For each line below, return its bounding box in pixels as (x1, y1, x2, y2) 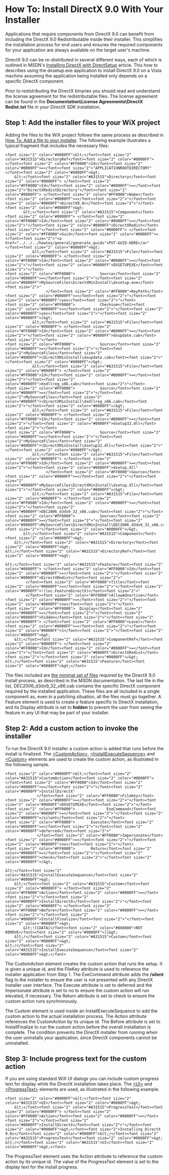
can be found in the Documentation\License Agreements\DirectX (5, 98, 143, 104)
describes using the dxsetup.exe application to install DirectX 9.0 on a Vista (5, 67, 162, 74)
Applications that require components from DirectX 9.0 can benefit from (5, 31, 154, 37)
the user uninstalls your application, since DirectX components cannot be (5, 1035, 157, 1041)
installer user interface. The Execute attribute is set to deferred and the (5, 982, 152, 988)
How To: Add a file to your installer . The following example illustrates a (5, 137, 151, 143)
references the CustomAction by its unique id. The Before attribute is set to (5, 1018, 161, 1024)
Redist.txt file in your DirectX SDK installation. (5, 104, 101, 110)
